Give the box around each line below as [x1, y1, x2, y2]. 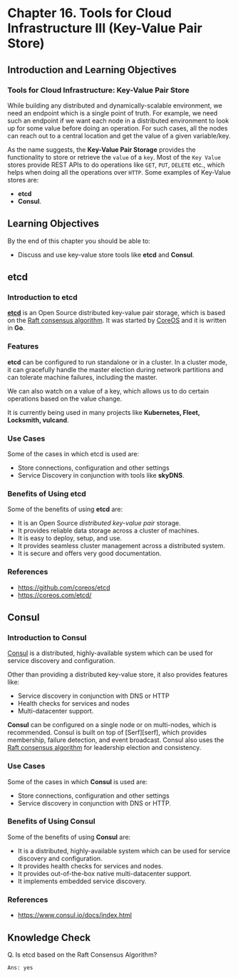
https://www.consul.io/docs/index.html [17, 911, 132, 920]
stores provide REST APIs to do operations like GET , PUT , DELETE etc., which [7, 160, 225, 169]
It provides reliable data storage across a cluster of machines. [17, 526, 200, 535]
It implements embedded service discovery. [17, 877, 147, 885]
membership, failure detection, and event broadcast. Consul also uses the [7, 736, 224, 744]
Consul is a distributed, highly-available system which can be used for [7, 649, 214, 657]
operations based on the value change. [7, 394, 123, 403]
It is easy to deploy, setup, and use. [17, 534, 123, 542]
